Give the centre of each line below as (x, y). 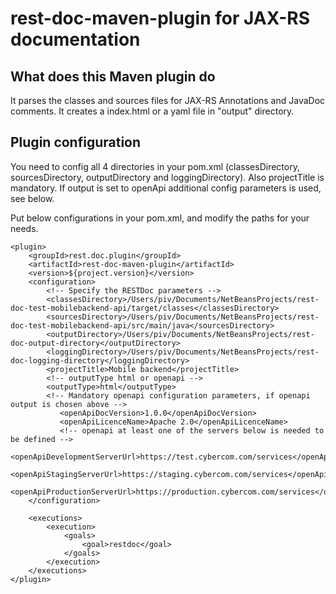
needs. (24, 228)
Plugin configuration (76, 142)
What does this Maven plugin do (113, 76)
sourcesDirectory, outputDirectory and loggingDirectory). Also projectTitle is (167, 177)
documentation (75, 39)
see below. (32, 198)
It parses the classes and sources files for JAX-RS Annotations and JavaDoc (168, 100)
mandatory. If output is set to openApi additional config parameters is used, (166, 188)
